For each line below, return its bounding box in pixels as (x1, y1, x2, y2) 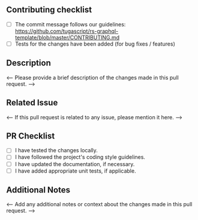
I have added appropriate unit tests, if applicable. (14, 167, 136, 174)
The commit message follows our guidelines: (14, 20, 126, 28)
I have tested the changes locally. (14, 147, 98, 154)
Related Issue (6, 98, 58, 108)
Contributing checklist (6, 5, 92, 15)
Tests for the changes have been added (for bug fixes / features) (14, 40, 175, 47)
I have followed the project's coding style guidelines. (14, 153, 146, 161)
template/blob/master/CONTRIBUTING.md (14, 34, 120, 41)
